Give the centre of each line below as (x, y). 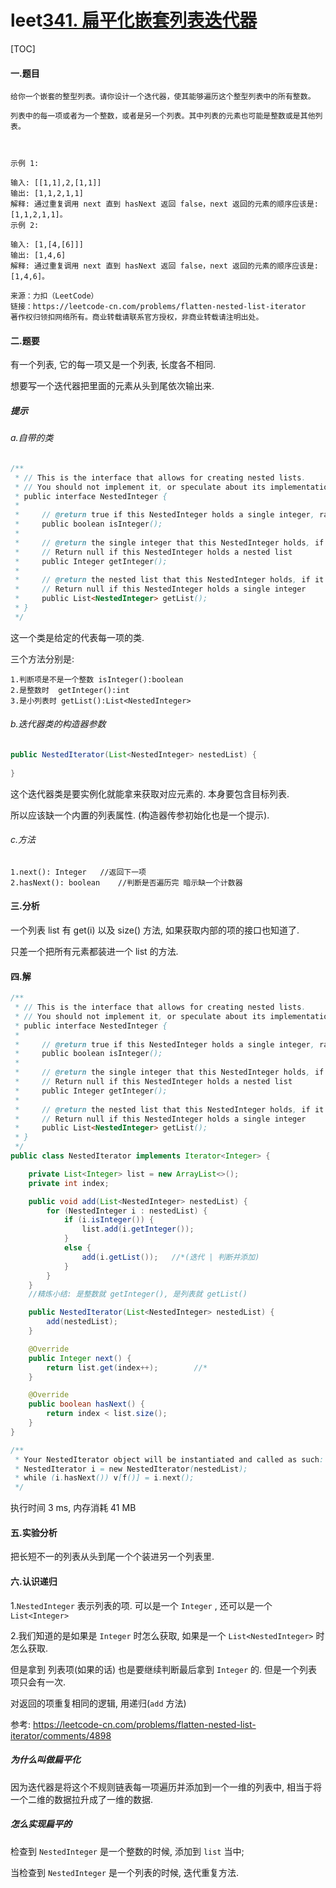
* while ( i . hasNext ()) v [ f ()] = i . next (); (104, 1478)
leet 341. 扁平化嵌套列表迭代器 (134, 20)
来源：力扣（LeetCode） (54, 296)
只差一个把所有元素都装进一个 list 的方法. (94, 952)
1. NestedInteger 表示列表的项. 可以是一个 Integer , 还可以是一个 (141, 1605)
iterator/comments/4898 (61, 1735)
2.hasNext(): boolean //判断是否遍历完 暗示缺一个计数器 (126, 882)
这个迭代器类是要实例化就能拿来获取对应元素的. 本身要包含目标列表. (150, 793)
